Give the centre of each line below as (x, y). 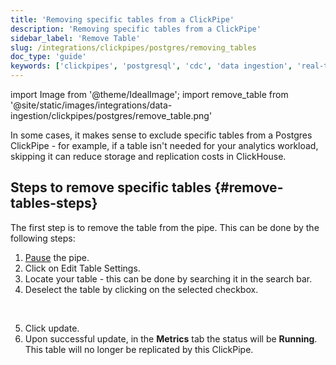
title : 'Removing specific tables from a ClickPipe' (122, 19)
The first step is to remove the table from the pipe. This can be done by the (165, 227)
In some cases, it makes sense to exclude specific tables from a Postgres (161, 135)
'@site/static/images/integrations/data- (91, 105)
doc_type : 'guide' (48, 57)
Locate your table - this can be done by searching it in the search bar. (168, 278)
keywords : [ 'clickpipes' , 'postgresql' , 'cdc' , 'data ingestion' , (151, 66)
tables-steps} (54, 203)
